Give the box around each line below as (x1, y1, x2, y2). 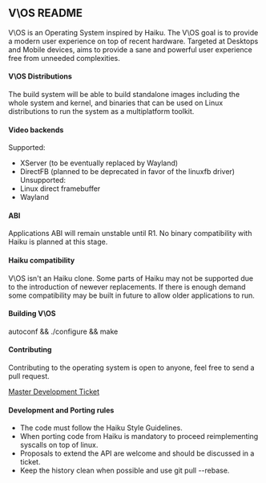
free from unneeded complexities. (8, 53, 120, 63)
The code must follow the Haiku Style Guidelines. (19, 423, 183, 432)
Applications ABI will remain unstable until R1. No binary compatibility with (8, 229, 252, 238)
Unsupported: (19, 176, 66, 185)
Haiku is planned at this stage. (8, 237, 108, 247)
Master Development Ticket (8, 387, 100, 396)
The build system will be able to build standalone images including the (8, 90, 240, 99)
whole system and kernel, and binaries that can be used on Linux (8, 98, 224, 108)
